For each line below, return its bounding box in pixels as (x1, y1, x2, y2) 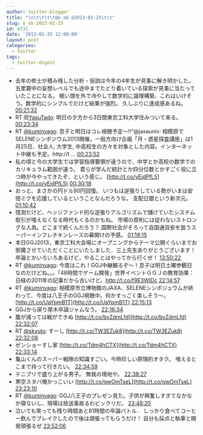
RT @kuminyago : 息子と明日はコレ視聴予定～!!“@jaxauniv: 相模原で (15, 128, 184, 135)
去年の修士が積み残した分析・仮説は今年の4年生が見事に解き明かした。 (15, 77, 194, 84)
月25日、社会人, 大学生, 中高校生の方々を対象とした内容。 (15, 143, 161, 150)
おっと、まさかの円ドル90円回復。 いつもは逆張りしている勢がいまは (15, 187, 188, 194)
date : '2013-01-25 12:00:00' (6, 31, 80, 38)
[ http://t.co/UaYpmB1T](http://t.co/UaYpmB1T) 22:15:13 (15, 298, 152, 306)
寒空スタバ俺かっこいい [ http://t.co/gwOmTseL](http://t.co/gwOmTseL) (15, 378, 192, 385)
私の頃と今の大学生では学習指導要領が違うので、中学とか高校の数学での (15, 158, 196, 165)
